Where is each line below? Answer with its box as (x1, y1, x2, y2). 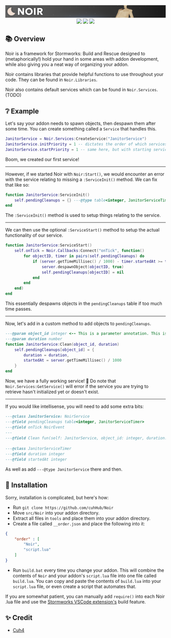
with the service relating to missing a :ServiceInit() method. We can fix (5, 176, 158, 183)
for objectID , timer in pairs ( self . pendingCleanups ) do (23, 253, 145, 259)
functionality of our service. (5, 232, 64, 239)
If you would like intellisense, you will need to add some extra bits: (5, 403, 144, 410)
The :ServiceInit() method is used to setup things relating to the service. (5, 212, 161, 218)
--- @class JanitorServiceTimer (5, 446, 72, 451)
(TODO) (5, 92, 22, 98)
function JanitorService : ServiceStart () (5, 243, 93, 248)
